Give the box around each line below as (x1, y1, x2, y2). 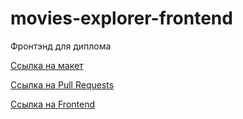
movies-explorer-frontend (10, 7, 233, 30)
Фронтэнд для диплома (10, 40, 112, 52)
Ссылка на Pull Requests (10, 78, 115, 91)
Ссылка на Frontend (10, 98, 96, 110)
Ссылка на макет (10, 59, 84, 71)
